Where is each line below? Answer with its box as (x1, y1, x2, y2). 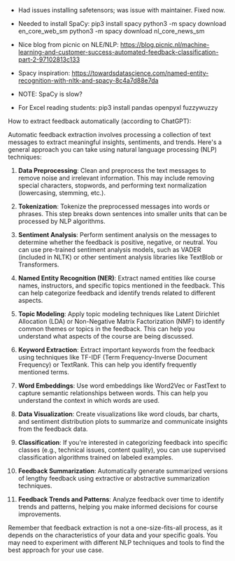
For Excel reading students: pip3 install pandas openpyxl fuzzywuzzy (17, 104, 218, 111)
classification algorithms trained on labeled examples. (17, 453, 173, 461)
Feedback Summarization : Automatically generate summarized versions (17, 467, 228, 475)
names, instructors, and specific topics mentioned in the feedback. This (17, 281, 225, 290)
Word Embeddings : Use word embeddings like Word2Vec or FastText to (17, 381, 227, 390)
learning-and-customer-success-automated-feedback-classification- (17, 48, 219, 56)
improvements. (17, 510, 62, 518)
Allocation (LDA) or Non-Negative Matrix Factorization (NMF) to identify (17, 318, 225, 325)
